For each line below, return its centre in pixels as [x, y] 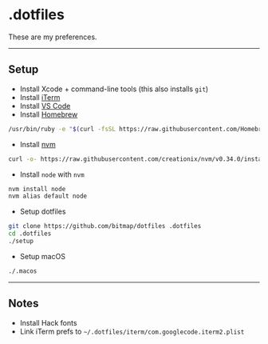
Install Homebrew [49, 114]
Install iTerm [40, 97]
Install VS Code [45, 106]
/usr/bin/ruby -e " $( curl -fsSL [62, 129]
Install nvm [37, 144]
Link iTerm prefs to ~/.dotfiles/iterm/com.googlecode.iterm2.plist [132, 331]
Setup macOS [43, 256]
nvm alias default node [48, 196]
